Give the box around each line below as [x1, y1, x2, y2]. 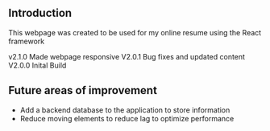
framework [8, 36, 45, 46]
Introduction [8, 6, 73, 20]
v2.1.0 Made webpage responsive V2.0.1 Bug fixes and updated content [8, 51, 246, 61]
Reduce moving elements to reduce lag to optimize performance [19, 113, 235, 123]
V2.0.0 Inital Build [8, 60, 67, 70]
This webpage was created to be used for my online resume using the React [8, 27, 262, 37]
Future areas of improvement [8, 84, 157, 97]
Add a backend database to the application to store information [19, 104, 231, 115]
